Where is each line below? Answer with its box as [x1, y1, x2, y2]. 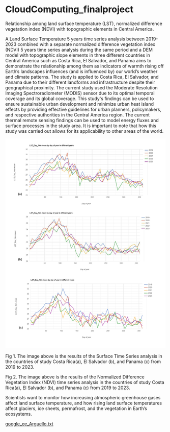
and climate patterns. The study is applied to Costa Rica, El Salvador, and [5, 74, 159, 80]
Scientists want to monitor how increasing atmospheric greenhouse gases [5, 395, 161, 401]
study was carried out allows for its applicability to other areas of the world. [5, 128, 164, 134]
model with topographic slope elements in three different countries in [5, 52, 150, 58]
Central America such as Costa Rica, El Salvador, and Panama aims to [5, 57, 152, 63]
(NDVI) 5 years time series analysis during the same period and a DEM [5, 46, 153, 53]
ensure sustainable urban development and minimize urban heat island [5, 101, 154, 107]
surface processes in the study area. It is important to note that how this [5, 123, 157, 129]
